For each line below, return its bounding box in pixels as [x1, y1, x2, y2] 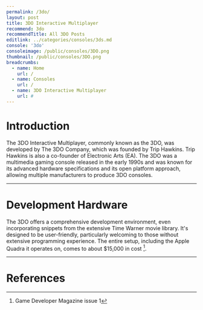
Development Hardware [6, 198, 128, 212]
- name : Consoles [11, 76, 56, 82]
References [6, 271, 65, 285]
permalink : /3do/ [6, 8, 50, 15]
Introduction [6, 119, 70, 133]
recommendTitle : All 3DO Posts [6, 31, 85, 37]
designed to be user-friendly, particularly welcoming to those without [6, 231, 179, 238]
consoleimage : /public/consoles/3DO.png [6, 48, 110, 54]
